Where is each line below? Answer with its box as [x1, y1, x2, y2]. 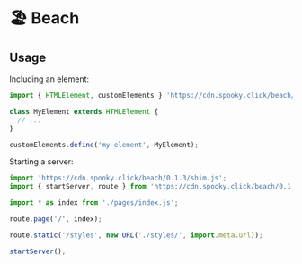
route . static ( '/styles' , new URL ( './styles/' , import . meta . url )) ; [9, 231, 263, 240]
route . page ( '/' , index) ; [9, 215, 102, 224]
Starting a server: [9, 156, 74, 167]
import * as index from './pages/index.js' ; [9, 198, 179, 207]
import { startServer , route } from [9, 182, 147, 191]
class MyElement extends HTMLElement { [9, 107, 159, 116]
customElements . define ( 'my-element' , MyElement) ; [9, 140, 200, 149]
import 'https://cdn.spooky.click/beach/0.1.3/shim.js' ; [9, 173, 227, 183]
